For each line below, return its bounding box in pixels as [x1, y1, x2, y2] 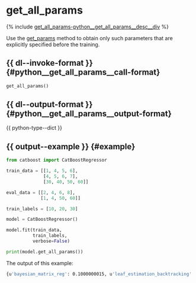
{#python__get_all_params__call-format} [6, 67, 160, 78]
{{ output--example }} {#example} [6, 141, 136, 152]
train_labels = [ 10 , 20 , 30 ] [6, 205, 78, 212]
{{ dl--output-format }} [6, 99, 93, 110]
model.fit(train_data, [6, 227, 62, 233]
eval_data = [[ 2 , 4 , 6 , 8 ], [6, 189, 76, 195]
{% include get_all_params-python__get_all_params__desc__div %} [6, 23, 169, 30]
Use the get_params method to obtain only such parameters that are [6, 34, 173, 41]
